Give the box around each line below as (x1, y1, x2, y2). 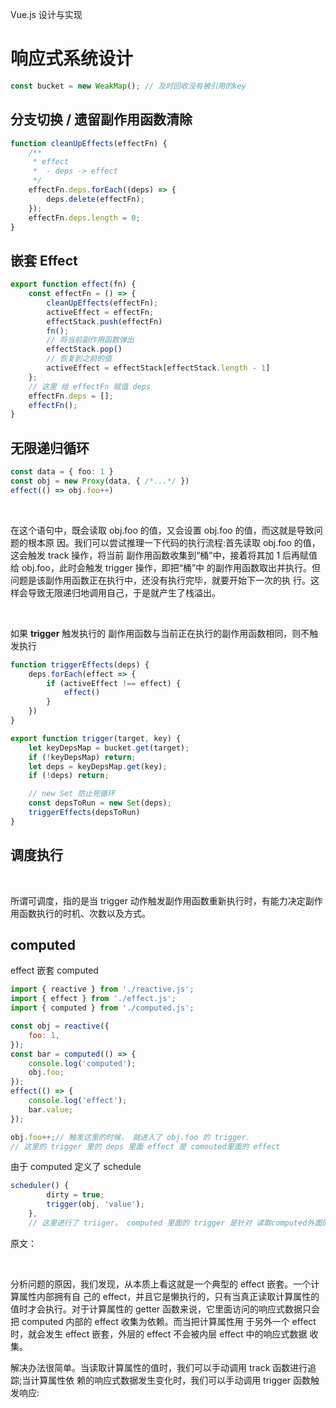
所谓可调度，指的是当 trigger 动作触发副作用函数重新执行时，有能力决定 (10, 894, 306, 907)
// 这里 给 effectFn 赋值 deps (28, 381, 152, 392)
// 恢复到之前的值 (46, 354, 112, 364)
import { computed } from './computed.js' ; (10, 1003, 195, 1013)
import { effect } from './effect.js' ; (10, 994, 177, 1004)
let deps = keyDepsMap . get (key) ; (28, 761, 168, 772)
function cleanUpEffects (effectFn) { (10, 138, 168, 148)
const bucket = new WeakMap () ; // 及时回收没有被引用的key (10, 81, 247, 91)
